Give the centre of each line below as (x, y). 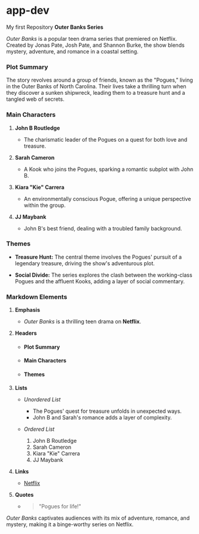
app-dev (28, 10)
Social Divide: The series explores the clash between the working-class (103, 275)
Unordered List (42, 399)
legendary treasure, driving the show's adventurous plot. (85, 263)
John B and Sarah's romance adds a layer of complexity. (102, 417)
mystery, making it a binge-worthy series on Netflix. (70, 524)
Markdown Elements (37, 296)
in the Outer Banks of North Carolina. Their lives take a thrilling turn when (96, 86)
